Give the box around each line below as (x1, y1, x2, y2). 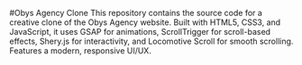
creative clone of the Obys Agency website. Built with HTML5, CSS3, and (9, 17, 281, 28)
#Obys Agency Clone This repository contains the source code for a (9, 8, 263, 18)
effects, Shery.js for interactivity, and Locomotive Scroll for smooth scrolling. (9, 36, 294, 46)
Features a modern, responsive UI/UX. (9, 45, 151, 56)
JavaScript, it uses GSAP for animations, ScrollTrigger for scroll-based (9, 27, 271, 37)
